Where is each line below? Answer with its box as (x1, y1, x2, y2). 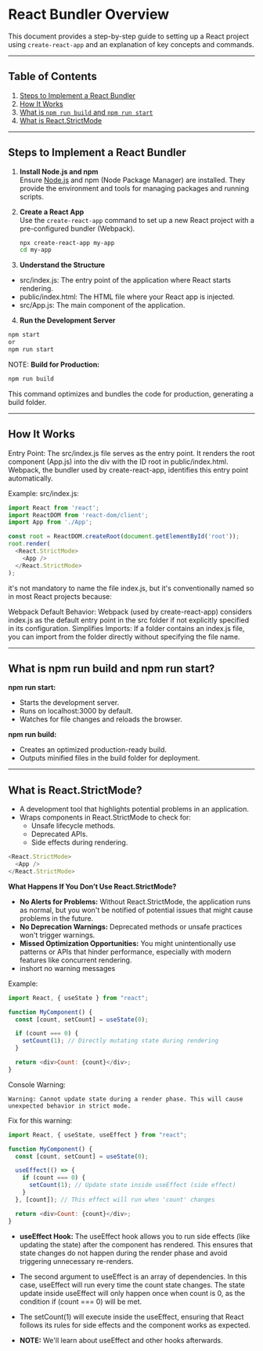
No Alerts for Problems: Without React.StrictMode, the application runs (19, 896, 251, 906)
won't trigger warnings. (19, 930, 95, 940)
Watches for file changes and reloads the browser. (19, 714, 182, 724)
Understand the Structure (19, 261, 106, 270)
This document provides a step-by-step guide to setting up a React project (8, 31, 249, 41)
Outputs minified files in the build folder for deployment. (19, 754, 200, 763)
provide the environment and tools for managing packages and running (19, 183, 249, 193)
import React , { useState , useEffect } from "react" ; (8, 1130, 188, 1139)
